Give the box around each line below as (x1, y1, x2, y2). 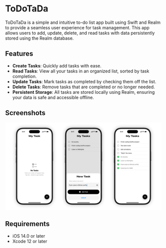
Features (5, 50, 33, 58)
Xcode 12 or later (12, 238, 47, 244)
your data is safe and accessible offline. (12, 94, 94, 100)
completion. (12, 73, 37, 79)
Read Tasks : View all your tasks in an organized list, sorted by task (12, 68, 150, 74)
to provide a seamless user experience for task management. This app (5, 24, 150, 30)
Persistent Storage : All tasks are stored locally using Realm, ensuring (12, 89, 155, 95)
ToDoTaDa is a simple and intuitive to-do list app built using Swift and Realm (5, 19, 161, 25)
